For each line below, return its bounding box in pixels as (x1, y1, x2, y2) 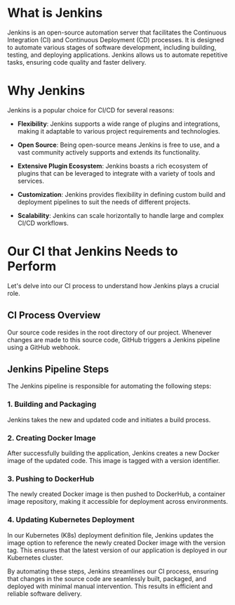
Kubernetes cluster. (7, 553, 64, 561)
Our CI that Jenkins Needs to (7, 244, 179, 259)
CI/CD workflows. (17, 219, 69, 227)
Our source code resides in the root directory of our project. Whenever (7, 328, 212, 337)
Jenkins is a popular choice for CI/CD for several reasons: (7, 105, 175, 114)
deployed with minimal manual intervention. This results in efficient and (7, 582, 213, 590)
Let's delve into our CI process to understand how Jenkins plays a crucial (7, 281, 220, 290)
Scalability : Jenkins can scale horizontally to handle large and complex (17, 211, 224, 219)
